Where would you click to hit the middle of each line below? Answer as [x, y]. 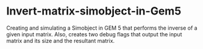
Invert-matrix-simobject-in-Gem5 [94, 11]
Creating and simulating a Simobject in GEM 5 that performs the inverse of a [102, 28]
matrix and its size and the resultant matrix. [60, 41]
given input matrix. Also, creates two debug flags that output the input [94, 34]
